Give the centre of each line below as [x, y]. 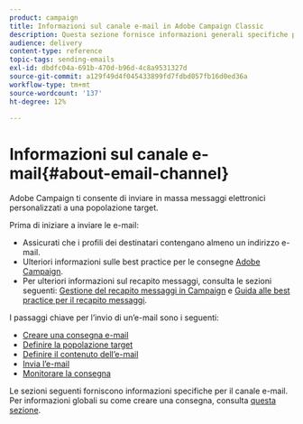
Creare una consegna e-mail [75, 336]
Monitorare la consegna [66, 373]
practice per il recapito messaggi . [84, 300]
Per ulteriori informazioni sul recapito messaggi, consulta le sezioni [147, 281]
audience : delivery [46, 43]
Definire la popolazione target [78, 345]
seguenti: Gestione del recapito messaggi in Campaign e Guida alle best [156, 290]
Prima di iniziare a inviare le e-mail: [74, 226]
